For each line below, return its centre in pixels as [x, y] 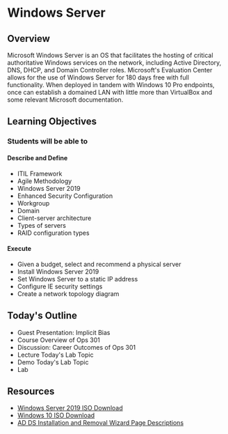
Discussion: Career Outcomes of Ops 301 [76, 347]
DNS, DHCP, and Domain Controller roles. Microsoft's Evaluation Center [110, 70]
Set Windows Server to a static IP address [78, 279]
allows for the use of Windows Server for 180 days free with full [98, 77]
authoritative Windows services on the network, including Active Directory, [114, 63]
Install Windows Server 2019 [58, 271]
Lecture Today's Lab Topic [55, 355]
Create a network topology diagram [68, 293]
